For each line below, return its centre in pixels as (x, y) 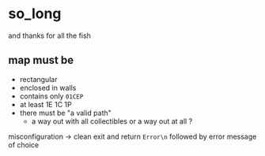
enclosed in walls (48, 87)
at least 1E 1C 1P (46, 104)
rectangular (38, 79)
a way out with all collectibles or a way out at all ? (112, 121)
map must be (41, 60)
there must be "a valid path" (66, 113)
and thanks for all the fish (49, 35)
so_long (35, 14)
